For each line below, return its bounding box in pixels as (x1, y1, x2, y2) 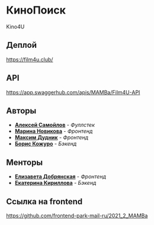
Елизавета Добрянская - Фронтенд (14, 173, 107, 180)
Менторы (6, 157, 43, 167)
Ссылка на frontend (6, 196, 83, 207)
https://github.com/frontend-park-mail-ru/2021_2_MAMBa (6, 212, 148, 219)
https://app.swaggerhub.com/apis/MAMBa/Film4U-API (6, 89, 140, 96)
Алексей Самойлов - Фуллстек (14, 122, 95, 129)
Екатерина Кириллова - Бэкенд (14, 180, 97, 187)
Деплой (6, 40, 37, 50)
